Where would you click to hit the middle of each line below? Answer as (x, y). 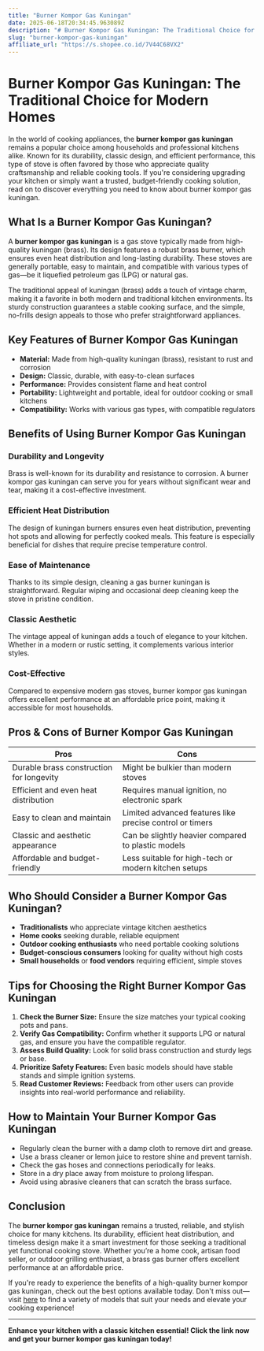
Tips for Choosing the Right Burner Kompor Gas (127, 985)
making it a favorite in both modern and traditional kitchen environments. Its (130, 298)
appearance (34, 845)
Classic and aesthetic (52, 836)
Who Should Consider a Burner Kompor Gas (118, 896)
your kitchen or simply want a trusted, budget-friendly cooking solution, (125, 181)
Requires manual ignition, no (174, 790)
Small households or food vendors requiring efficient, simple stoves (130, 961)
